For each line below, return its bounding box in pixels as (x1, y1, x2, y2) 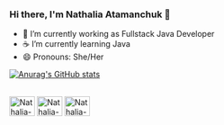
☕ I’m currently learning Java (22, 39, 130, 49)
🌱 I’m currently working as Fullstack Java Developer (22, 29, 215, 40)
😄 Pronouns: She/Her (22, 51, 104, 62)
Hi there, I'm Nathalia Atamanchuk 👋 (9, 8, 171, 21)
